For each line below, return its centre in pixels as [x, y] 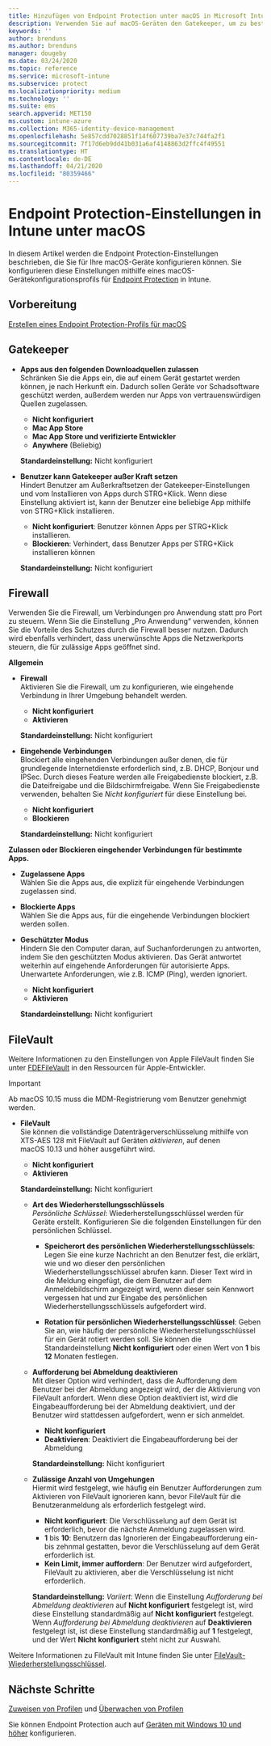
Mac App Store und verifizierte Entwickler [104, 436]
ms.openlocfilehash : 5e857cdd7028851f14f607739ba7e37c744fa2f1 [117, 136]
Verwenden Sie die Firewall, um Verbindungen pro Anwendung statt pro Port [135, 612]
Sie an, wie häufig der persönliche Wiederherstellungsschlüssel [150, 1331]
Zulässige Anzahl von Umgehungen [93, 1479]
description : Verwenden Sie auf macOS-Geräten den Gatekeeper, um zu [128, 23]
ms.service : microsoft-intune [59, 76]
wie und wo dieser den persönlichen [104, 1264]
